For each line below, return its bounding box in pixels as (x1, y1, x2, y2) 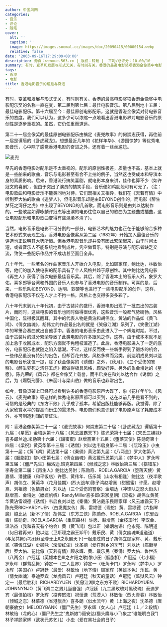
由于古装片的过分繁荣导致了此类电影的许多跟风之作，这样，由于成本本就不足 (5, 333, 162, 339)
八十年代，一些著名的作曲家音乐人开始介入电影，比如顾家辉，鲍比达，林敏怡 (5, 261, 162, 267)
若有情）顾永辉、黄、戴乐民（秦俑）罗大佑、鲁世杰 (53, 548, 158, 554)
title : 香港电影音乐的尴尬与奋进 (5, 81, 66, 86)
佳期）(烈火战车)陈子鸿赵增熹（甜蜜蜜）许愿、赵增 (57, 479, 161, 485)
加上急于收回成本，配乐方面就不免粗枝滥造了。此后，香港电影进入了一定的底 (5, 340, 162, 346)
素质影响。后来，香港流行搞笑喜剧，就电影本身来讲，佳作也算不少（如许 (13, 177, 162, 183)
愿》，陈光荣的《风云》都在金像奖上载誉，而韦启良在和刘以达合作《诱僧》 (5, 371, 156, 377)
